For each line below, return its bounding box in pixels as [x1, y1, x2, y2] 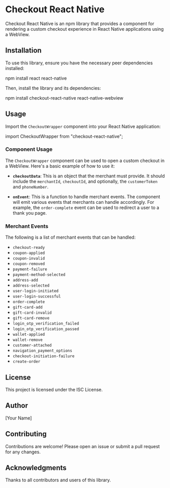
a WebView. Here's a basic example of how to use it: [5, 162, 115, 169]
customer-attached [12, 343, 52, 348]
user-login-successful [12, 294, 61, 299]
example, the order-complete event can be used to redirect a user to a [12, 204, 159, 211]
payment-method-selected [12, 272, 66, 277]
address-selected [12, 283, 50, 288]
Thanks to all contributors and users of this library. [5, 477, 111, 483]
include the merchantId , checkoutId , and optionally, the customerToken [12, 178, 158, 184]
